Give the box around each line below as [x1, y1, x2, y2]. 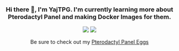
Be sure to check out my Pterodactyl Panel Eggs [30, 39, 149, 46]
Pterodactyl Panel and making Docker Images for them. [8, 12, 171, 21]
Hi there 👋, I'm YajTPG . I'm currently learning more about [5, 5, 174, 14]
